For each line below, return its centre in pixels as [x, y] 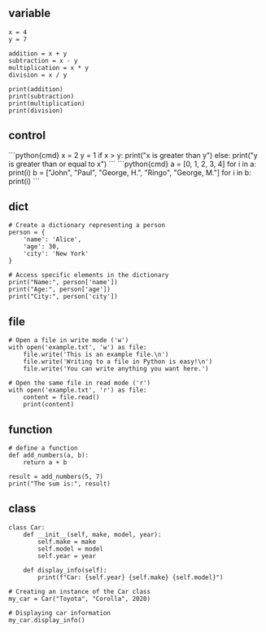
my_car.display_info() [47, 620]
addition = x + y [38, 53]
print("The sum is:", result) [60, 484]
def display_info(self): [65, 570]
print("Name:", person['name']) [63, 283]
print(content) [49, 405]
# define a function [44, 448]
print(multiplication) [47, 103]
